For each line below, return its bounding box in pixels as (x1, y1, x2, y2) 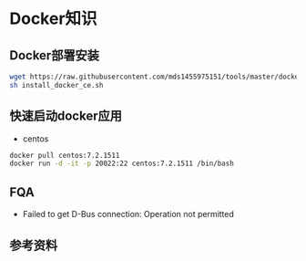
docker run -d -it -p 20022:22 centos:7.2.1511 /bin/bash (9, 159, 234, 169)
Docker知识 (9, 8, 97, 29)
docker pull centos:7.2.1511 (9, 151, 120, 160)
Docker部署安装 (9, 47, 100, 63)
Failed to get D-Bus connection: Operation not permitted (22, 209, 235, 220)
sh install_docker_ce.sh (9, 80, 104, 89)
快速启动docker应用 (9, 109, 123, 124)
